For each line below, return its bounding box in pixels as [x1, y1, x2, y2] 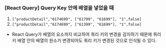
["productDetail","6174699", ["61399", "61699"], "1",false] [11, 22, 142, 27]
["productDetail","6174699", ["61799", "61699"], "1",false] [11, 17, 142, 22]
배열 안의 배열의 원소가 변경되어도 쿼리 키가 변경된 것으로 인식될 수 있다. [17, 38, 157, 44]
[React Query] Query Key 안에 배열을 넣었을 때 [4, 4, 114, 11]
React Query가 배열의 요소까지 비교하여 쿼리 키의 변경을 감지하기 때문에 [11, 31, 153, 38]
